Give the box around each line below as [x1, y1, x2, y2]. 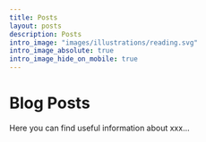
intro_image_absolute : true [9, 46, 115, 55]
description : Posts [9, 29, 82, 38]
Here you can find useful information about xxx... [9, 122, 190, 133]
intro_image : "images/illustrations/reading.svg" [9, 38, 199, 47]
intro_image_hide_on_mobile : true [9, 54, 139, 63]
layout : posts [9, 21, 63, 30]
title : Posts [9, 13, 58, 22]
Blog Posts [9, 93, 91, 113]
